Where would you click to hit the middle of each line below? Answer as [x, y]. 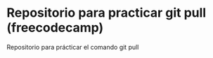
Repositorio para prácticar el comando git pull [73, 47]
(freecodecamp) [55, 28]
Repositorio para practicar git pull [106, 13]
